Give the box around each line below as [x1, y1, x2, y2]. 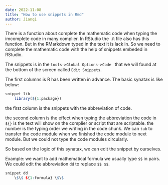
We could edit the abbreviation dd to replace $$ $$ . [5, 161, 110, 167]
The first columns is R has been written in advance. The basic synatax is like [5, 76, 163, 83]
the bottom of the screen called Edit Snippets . [5, 67, 102, 73]
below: [5, 82, 19, 88]
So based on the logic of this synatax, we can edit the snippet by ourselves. [5, 146, 162, 152]
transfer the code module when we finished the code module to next [5, 131, 147, 137]
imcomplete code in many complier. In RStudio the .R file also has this [5, 36, 149, 42]
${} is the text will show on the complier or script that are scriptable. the [5, 120, 154, 126]
